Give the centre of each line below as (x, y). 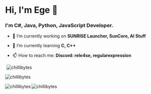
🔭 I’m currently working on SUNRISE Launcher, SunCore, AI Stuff (79, 36)
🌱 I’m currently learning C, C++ (44, 46)
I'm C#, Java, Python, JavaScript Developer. (59, 26)
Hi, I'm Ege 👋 (31, 10)
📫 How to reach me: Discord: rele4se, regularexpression (72, 56)
